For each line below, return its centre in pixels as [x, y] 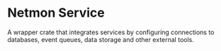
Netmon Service [56, 13]
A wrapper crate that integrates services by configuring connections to [111, 32]
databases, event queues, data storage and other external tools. [101, 39]
